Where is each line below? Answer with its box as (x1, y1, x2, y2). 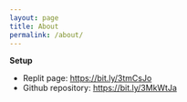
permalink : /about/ (9, 30, 84, 39)
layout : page (9, 13, 59, 23)
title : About (9, 22, 59, 31)
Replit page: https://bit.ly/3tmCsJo (22, 73, 152, 84)
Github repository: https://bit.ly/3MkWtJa (22, 83, 178, 94)
